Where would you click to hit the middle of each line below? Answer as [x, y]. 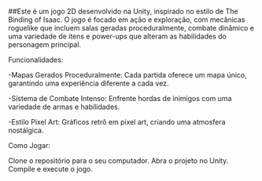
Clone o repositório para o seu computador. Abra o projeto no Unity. [118, 161]
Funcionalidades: [36, 60]
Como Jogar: [30, 145]
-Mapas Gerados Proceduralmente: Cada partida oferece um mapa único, [128, 75]
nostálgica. [26, 130]
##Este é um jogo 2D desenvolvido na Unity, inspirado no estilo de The [123, 11]
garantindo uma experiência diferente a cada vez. [89, 83]
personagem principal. [44, 45]
